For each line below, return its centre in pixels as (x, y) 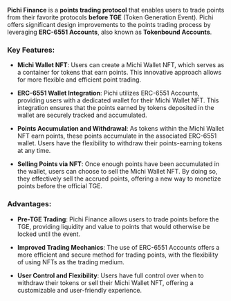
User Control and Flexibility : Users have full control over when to (110, 275)
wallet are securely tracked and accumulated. (82, 115)
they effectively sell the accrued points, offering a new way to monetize (119, 179)
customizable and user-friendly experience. (80, 290)
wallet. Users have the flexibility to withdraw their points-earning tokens (120, 143)
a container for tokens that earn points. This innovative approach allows (119, 73)
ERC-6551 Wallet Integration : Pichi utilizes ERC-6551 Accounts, (108, 93)
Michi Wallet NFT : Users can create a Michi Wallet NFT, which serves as (121, 65)
